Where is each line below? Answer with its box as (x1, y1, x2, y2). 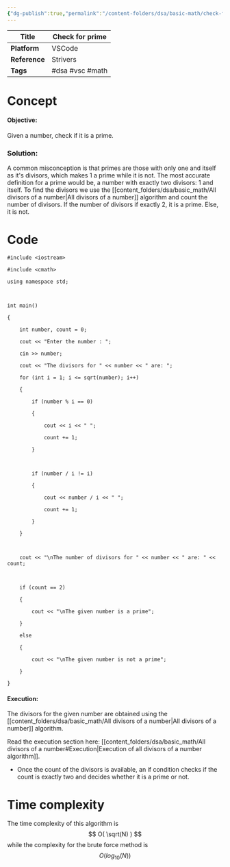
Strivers (51, 54, 77, 64)
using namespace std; (7, 278, 69, 285)
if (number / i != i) (31, 470, 94, 477)
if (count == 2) (19, 584, 66, 591)
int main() (7, 302, 38, 309)
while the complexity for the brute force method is (7, 841, 149, 849)
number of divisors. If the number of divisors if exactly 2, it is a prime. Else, (7, 200, 219, 209)
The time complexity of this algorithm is (7, 820, 118, 828)
